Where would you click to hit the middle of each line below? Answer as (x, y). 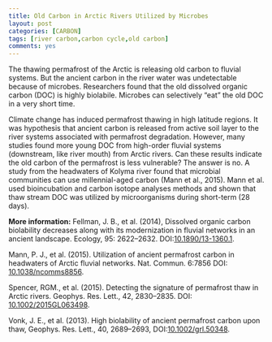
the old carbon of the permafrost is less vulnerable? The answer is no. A (129, 162)
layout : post (30, 24)
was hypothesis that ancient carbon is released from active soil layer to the (134, 128)
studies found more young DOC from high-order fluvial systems (115, 145)
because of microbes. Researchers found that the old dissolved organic (128, 87)
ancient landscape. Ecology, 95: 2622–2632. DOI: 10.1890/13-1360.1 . (122, 239)
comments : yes (32, 46)
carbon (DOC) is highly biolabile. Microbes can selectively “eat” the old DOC (136, 95)
